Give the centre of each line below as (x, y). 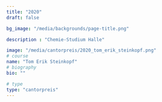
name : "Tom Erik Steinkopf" (42, 62)
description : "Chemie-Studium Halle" (55, 39)
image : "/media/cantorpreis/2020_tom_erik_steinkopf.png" (81, 50)
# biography (21, 67)
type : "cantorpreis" (33, 90)
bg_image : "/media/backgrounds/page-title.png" (68, 29)
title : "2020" (24, 12)
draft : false (23, 18)
